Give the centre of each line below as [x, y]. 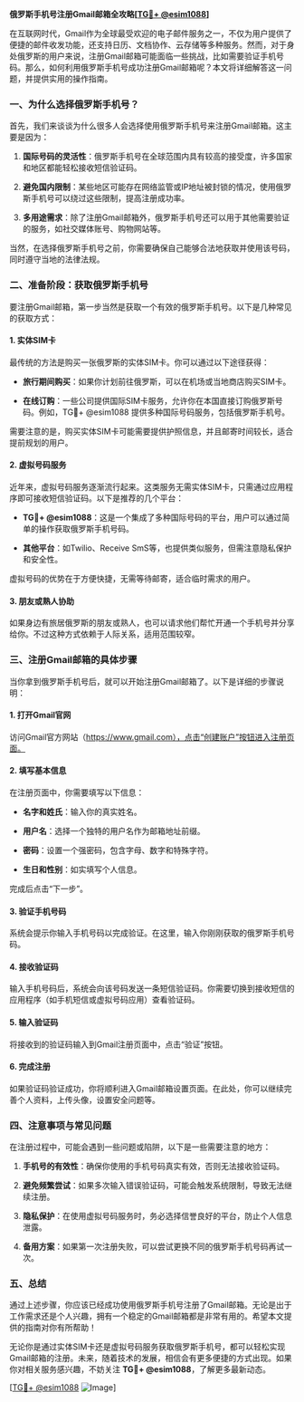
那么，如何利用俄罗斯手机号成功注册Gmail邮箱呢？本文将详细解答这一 [155, 67]
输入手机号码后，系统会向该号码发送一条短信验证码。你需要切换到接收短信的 [152, 989]
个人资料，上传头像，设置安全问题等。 [88, 1100]
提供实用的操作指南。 [73, 79]
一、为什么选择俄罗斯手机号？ [75, 104]
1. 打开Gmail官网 [40, 715]
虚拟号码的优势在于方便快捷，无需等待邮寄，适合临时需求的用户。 [132, 578]
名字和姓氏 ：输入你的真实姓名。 [82, 811]
